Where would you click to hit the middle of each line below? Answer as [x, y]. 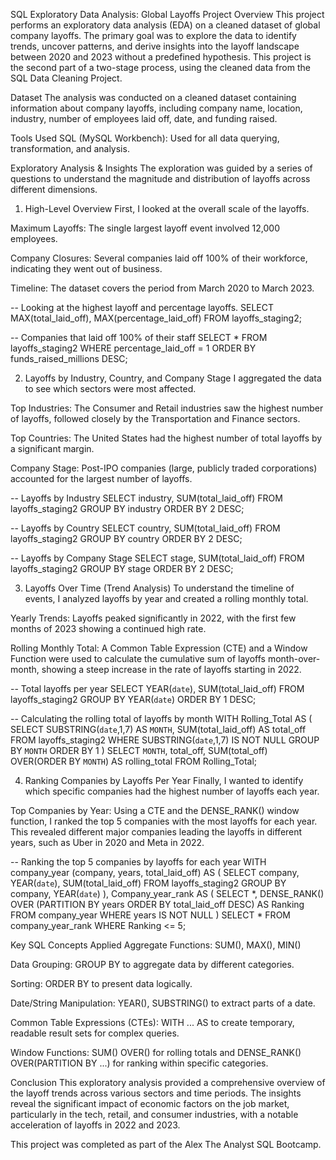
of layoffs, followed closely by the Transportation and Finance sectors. [155, 418]
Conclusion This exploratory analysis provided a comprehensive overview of [168, 1082]
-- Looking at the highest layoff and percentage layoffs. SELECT [142, 307]
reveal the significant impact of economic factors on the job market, [150, 1103]
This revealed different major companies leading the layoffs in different [156, 832]
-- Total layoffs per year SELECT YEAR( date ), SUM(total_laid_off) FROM [157, 688]
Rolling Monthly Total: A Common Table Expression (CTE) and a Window [159, 648]
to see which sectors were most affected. [110, 388]
